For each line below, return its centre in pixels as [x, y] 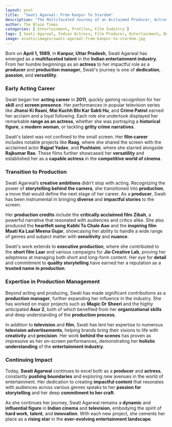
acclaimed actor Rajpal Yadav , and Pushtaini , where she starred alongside [84, 148]
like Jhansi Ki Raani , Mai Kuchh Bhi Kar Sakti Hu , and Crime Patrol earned [84, 110]
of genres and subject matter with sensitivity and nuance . [67, 237]
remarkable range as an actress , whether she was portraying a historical [83, 122]
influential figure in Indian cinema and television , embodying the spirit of [83, 408]
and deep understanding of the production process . [61, 315]
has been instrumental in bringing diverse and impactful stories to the [80, 199]
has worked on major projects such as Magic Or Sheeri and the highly [79, 304]
